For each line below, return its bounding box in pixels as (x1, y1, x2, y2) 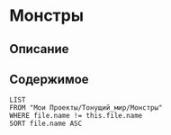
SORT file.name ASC (9, 119, 83, 129)
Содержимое (9, 71, 89, 86)
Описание (9, 41, 69, 57)
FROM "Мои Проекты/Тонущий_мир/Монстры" (9, 103, 164, 112)
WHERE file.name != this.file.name (9, 112, 143, 121)
